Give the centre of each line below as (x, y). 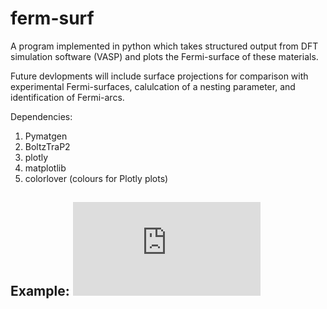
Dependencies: (41, 116)
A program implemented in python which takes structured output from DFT (164, 46)
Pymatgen (46, 136)
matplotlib (45, 168)
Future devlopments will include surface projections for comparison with (159, 76)
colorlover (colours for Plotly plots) (96, 178)
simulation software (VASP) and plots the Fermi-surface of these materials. (164, 56)
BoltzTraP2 (47, 146)
